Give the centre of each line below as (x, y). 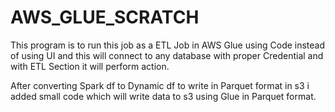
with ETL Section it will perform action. (90, 66)
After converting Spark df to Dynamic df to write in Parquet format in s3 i (160, 85)
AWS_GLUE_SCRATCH (105, 17)
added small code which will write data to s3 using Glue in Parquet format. (163, 96)
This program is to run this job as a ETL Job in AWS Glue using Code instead (168, 45)
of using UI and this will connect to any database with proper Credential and (167, 55)
